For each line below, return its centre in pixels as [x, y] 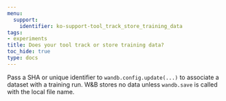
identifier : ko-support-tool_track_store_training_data [101, 26]
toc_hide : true [29, 52]
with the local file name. [41, 91]
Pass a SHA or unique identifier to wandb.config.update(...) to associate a [113, 77]
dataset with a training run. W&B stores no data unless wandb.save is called [112, 84]
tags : [15, 32]
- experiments [27, 39]
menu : [15, 13]
